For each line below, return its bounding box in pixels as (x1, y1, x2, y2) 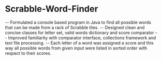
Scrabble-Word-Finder (5, 3, 98, 15)
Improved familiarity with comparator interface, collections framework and (8, 35, 156, 41)
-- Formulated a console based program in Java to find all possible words (5, 19, 151, 25)
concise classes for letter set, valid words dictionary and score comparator (5, 30, 154, 35)
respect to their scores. (5, 50, 52, 56)
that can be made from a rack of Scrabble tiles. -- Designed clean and (5, 24, 145, 30)
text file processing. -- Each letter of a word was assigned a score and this (5, 40, 154, 46)
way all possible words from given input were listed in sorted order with (5, 45, 147, 51)
